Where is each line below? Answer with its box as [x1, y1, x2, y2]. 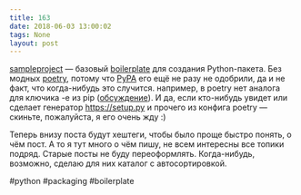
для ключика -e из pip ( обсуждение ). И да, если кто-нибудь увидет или [9, 93, 288, 103]
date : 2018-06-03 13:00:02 [9, 22, 112, 31]
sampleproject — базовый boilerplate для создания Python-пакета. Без [9, 63, 282, 74]
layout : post [9, 38, 59, 48]
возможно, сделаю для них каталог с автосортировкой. [9, 158, 227, 169]
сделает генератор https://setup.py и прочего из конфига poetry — [9, 102, 268, 113]
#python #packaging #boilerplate [9, 176, 135, 187]
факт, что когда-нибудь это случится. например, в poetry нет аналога [9, 83, 280, 93]
